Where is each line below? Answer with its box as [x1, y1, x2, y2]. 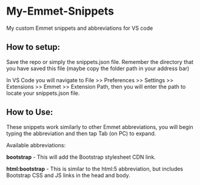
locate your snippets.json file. [6, 89, 80, 97]
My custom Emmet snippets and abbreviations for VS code [6, 24, 153, 32]
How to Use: [6, 107, 53, 117]
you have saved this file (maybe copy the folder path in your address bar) [6, 65, 190, 72]
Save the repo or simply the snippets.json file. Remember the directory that [6, 58, 194, 65]
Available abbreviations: [6, 141, 66, 148]
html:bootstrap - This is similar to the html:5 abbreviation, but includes [6, 165, 184, 172]
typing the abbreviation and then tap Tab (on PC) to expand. [6, 130, 156, 137]
